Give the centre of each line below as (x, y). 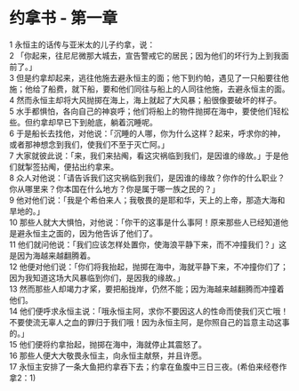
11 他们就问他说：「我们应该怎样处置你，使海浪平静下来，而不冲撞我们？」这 (148, 244)
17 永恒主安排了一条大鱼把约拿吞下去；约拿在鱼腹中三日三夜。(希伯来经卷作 (148, 366)
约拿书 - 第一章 (64, 18)
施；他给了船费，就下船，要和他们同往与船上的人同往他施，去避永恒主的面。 (149, 89)
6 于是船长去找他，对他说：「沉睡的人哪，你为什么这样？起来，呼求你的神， (147, 133)
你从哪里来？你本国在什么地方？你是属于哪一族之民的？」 (114, 188)
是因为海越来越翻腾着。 (52, 255)
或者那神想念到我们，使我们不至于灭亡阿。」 (89, 144)
